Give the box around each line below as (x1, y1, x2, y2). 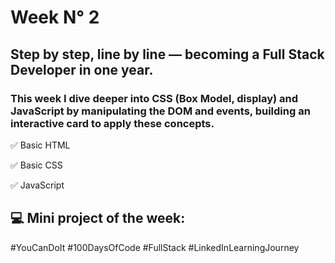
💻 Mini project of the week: (10, 210, 186, 227)
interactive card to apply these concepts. (10, 116, 215, 130)
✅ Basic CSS (10, 159, 63, 171)
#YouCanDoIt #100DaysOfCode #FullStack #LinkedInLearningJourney (10, 241, 300, 253)
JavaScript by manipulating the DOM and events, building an (10, 104, 311, 118)
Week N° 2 (10, 6, 100, 29)
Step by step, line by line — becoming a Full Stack (10, 46, 325, 63)
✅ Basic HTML (10, 139, 71, 151)
